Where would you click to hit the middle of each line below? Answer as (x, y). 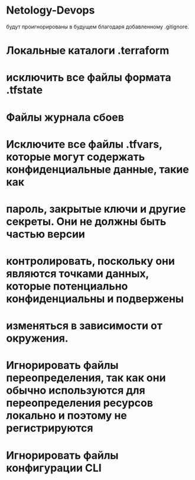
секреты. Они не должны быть (86, 221)
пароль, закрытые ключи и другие (96, 209)
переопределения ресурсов (80, 403)
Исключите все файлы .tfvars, (84, 144)
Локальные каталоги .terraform (88, 51)
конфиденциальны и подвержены (95, 299)
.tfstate (25, 90)
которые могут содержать (76, 157)
